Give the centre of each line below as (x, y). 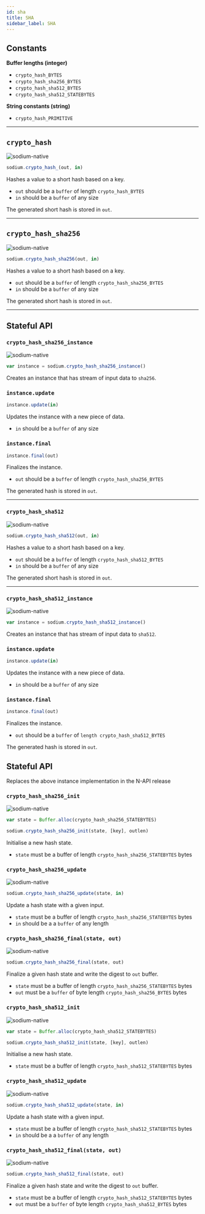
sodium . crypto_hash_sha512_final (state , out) (65, 1174)
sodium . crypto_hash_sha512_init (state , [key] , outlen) (77, 1042)
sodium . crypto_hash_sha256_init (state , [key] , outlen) (77, 831)
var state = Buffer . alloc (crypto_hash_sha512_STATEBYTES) (81, 1031)
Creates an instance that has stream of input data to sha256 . (81, 378)
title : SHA (20, 18)
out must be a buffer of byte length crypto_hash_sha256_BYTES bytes (101, 992)
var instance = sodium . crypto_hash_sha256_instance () (76, 366)
